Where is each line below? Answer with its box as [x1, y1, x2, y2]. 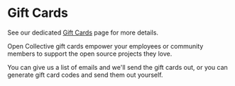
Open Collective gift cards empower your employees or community [7, 42, 204, 50]
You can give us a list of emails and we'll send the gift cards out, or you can [7, 63, 229, 71]
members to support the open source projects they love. [7, 49, 173, 58]
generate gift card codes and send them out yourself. [7, 70, 163, 79]
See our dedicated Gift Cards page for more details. [7, 28, 158, 37]
